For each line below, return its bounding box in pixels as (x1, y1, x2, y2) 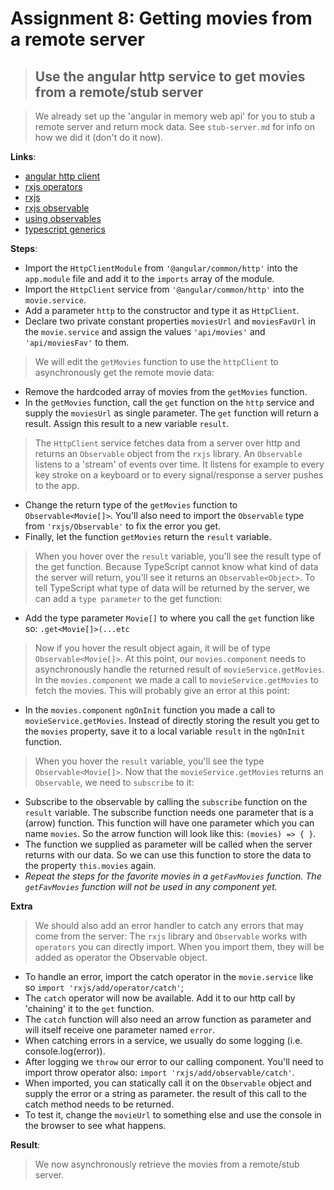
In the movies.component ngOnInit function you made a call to (24, 704, 276, 716)
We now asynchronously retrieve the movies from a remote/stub (34, 1158, 300, 1170)
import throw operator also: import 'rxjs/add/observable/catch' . (24, 1067, 295, 1078)
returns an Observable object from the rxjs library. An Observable (34, 448, 303, 459)
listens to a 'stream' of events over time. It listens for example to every (34, 458, 325, 470)
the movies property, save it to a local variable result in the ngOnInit (24, 725, 306, 737)
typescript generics (24, 223, 106, 235)
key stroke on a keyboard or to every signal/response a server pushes (34, 469, 324, 481)
